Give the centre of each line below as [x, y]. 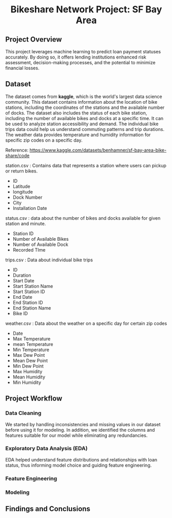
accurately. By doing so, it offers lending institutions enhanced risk [76, 57]
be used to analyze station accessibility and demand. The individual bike [82, 124]
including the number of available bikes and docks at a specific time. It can [84, 118]
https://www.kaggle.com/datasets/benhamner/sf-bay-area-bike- [98, 150]
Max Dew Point [29, 355]
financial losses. [22, 68]
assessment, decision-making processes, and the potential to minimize [80, 62]
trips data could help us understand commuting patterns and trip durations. [85, 129]
